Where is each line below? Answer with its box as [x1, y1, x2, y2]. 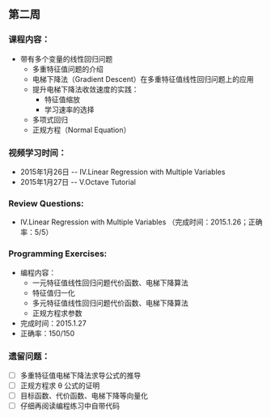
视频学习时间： [8, 147, 67, 158]
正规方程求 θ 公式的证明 [19, 380, 100, 390]
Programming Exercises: [8, 248, 108, 259]
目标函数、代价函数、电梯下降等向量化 [19, 391, 148, 400]
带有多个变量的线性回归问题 [19, 53, 113, 63]
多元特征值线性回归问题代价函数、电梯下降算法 [32, 298, 188, 308]
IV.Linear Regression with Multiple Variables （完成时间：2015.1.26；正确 [19, 217, 263, 227]
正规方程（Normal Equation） [32, 125, 131, 134]
